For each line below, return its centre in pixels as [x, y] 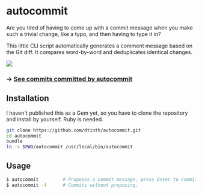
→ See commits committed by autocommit [69, 79]
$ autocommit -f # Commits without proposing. [72, 185]
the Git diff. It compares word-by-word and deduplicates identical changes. [99, 52]
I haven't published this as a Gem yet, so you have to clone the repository [97, 113]
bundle [14, 141]
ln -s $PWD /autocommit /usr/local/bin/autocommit [70, 147]
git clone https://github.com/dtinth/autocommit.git [74, 130]
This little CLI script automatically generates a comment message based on [99, 46]
